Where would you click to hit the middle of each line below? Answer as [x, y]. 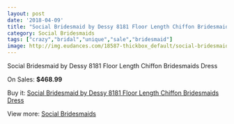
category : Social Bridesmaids [51, 33]
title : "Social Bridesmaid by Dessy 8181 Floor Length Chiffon [101, 26]
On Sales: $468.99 [35, 79]
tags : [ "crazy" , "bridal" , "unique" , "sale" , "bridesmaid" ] [90, 40]
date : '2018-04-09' [36, 20]
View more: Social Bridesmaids [52, 114]
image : [17, 46]
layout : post [26, 14]
